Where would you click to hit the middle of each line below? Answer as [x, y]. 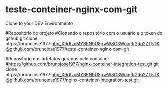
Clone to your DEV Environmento [39, 23]
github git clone [21, 38]
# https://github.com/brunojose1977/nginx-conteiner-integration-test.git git [82, 64]
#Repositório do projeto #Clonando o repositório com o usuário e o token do [84, 33]
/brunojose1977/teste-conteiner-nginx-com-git [81, 49]
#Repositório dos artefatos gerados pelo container [57, 58]
